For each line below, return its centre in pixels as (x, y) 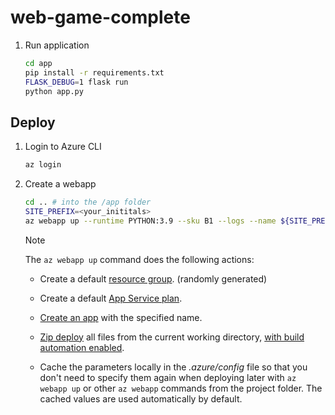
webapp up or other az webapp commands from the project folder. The (181, 388)
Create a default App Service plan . (111, 298)
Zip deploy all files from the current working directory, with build (172, 337)
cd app (38, 63)
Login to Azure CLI (63, 147)
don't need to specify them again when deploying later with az (168, 377)
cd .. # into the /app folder (88, 202)
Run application (57, 45)
